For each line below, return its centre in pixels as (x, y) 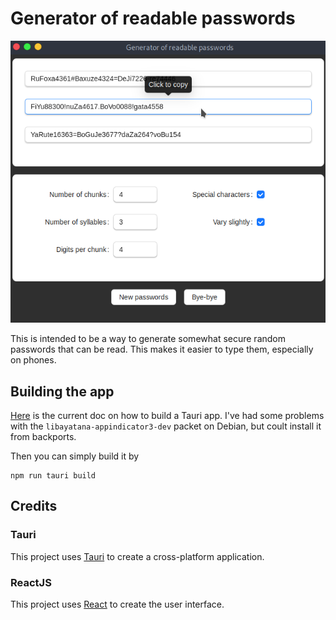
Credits (34, 506)
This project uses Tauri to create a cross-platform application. (137, 556)
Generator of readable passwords (153, 18)
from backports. (43, 437)
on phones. (33, 360)
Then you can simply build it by (75, 456)
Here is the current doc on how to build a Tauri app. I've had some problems (167, 416)
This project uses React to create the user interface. (117, 604)
